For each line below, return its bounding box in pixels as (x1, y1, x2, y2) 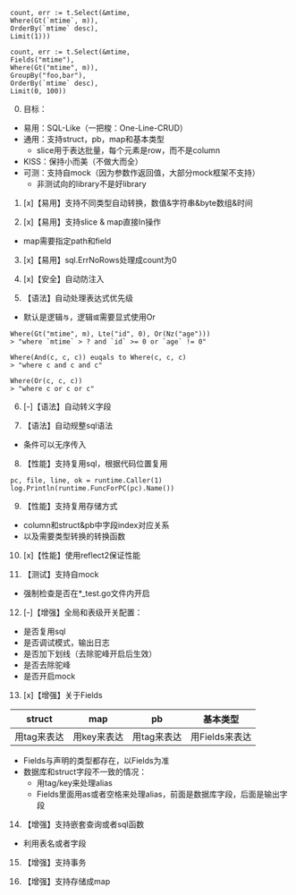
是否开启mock (22, 671, 76, 681)
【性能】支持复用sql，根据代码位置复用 (22, 458, 168, 469)
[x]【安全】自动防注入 (22, 274, 105, 284)
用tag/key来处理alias (36, 778, 113, 788)
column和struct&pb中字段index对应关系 (22, 520, 170, 530)
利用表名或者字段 (22, 838, 87, 848)
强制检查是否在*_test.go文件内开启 (22, 588, 150, 599)
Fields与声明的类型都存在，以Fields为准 (22, 755, 170, 765)
